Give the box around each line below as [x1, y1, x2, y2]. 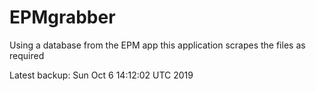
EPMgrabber [9, 6, 116, 29]
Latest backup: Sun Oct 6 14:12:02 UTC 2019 [9, 69, 194, 81]
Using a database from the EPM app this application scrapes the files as [9, 39, 306, 51]
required [9, 49, 45, 61]
